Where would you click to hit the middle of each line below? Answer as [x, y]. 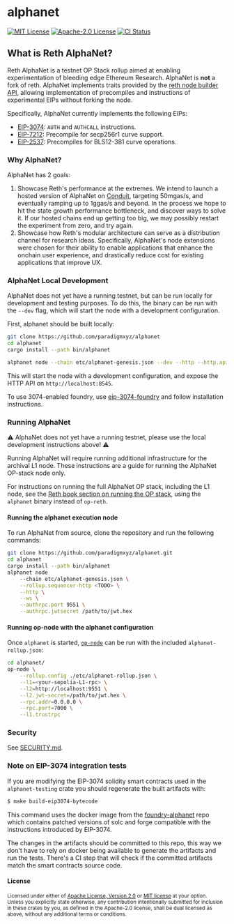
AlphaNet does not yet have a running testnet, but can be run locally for [110, 296]
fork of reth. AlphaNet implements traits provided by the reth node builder [113, 85]
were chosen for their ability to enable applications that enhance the [115, 248]
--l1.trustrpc [40, 715]
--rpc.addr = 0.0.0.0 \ [51, 702]
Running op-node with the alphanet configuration [80, 627]
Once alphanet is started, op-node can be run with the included [97, 643]
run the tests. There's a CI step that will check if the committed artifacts [110, 858]
